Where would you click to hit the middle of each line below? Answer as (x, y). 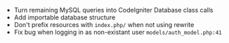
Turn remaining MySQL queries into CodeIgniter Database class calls (113, 10)
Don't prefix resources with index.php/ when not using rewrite (104, 25)
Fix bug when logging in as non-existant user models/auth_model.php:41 (118, 32)
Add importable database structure (65, 17)
